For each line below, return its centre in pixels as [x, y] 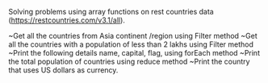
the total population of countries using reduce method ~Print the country [129, 61]
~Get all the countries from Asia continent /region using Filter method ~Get [133, 36]
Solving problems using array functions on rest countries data [111, 12]
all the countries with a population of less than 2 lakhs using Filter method [131, 44]
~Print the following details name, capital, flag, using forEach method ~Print [134, 53]
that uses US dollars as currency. [63, 70]
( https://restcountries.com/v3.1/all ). [67, 20]
